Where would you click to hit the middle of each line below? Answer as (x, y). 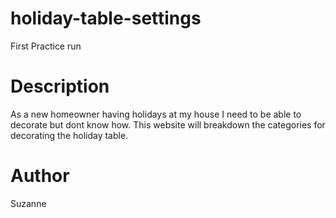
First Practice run (46, 46)
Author (40, 176)
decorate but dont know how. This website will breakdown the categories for (168, 124)
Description (60, 86)
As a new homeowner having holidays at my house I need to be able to (156, 114)
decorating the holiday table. (69, 135)
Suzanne (28, 203)
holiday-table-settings (106, 18)
